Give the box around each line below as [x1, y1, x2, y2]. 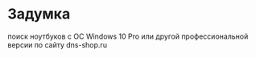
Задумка [7, 5, 71, 23]
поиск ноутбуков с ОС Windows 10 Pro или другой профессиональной [7, 31, 249, 41]
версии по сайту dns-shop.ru [7, 39, 108, 49]
